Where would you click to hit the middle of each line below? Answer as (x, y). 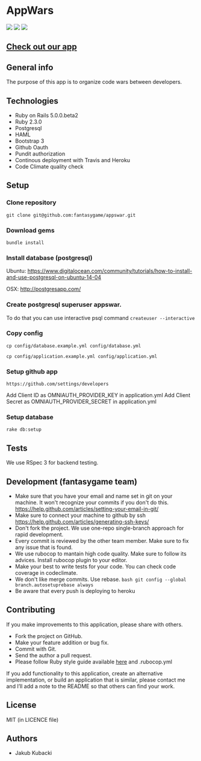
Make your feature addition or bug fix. (62, 642)
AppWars (30, 11)
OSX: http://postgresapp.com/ (44, 289)
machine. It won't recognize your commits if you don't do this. (92, 503)
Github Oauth (31, 147)
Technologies (32, 101)
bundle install (25, 243)
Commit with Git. (36, 649)
